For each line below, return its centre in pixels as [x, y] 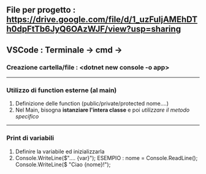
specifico [27, 117]
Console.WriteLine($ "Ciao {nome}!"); [63, 164]
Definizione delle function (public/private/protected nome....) [92, 104]
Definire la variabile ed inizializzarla [60, 151]
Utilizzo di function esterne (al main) [62, 90]
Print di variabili [30, 138]
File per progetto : [41, 10]
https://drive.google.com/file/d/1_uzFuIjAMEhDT [102, 20]
